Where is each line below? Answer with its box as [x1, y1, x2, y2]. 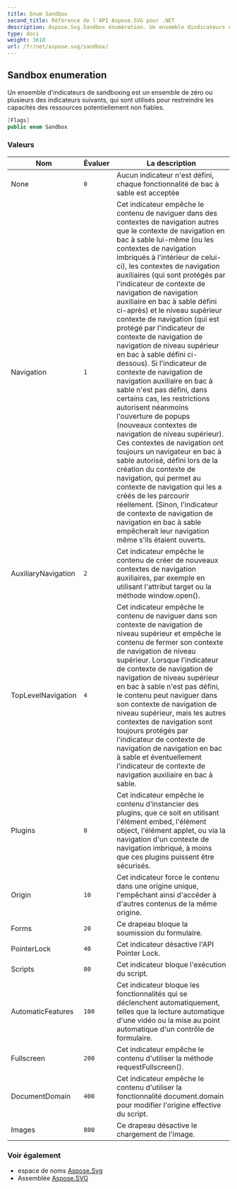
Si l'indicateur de [151, 358, 207, 368]
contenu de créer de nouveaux [116, 555, 219, 565]
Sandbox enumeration [7, 69, 107, 81]
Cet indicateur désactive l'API [116, 939, 214, 949]
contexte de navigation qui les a [116, 482, 222, 492]
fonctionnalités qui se [116, 988, 188, 998]
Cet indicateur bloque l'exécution [116, 959, 226, 969]
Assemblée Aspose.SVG [17, 1174, 89, 1183]
